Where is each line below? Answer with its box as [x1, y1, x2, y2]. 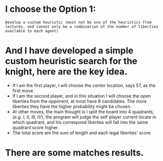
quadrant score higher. [12, 124, 59, 130]
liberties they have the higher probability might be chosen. [12, 103, 132, 109]
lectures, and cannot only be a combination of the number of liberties [5, 24, 159, 29]
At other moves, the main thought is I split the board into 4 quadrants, [12, 108, 155, 114]
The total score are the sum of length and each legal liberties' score [12, 130, 151, 136]
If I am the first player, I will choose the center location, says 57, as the [12, 82, 156, 88]
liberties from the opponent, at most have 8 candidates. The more [12, 98, 147, 104]
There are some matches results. [5, 147, 144, 159]
